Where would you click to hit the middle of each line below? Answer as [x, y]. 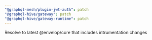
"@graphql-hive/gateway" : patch [38, 14]
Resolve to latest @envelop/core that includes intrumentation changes [76, 33]
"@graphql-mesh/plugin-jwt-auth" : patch [47, 10]
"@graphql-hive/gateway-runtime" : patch [47, 19]
